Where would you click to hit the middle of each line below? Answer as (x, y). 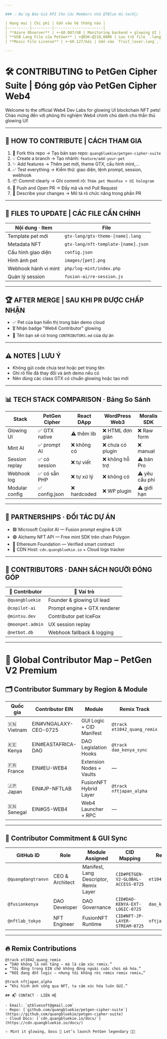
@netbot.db (20, 632)
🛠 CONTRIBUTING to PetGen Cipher (81, 72)
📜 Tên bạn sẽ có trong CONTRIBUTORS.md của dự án (63, 336)
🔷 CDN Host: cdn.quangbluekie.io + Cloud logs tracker (69, 549)
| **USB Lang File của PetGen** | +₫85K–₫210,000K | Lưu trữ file (75, 37)
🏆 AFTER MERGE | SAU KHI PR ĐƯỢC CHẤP (75, 300)
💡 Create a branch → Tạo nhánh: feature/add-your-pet (69, 158)
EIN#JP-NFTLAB (52, 788)
